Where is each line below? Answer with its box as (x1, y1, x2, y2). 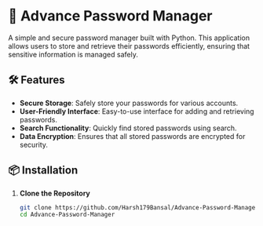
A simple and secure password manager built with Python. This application (8, 33, 250, 42)
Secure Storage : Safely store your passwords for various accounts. (19, 98, 239, 108)
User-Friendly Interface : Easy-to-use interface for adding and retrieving (19, 106, 254, 116)
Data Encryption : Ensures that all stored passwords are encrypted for (19, 131, 246, 140)
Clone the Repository (19, 188, 90, 198)
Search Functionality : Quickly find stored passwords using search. (19, 123, 237, 133)
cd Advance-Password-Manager (19, 211, 115, 219)
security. (19, 140, 49, 149)
